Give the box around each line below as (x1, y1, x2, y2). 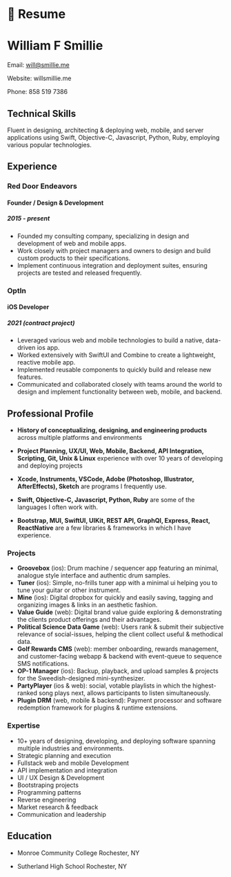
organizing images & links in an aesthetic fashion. (17, 601, 158, 609)
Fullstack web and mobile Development (17, 759, 130, 767)
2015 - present (7, 214, 50, 223)
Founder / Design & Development (7, 199, 104, 207)
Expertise (7, 721, 40, 730)
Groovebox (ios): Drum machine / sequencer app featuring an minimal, (17, 564, 219, 573)
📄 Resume (7, 6, 66, 22)
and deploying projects (17, 461, 83, 470)
